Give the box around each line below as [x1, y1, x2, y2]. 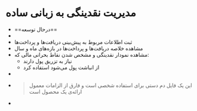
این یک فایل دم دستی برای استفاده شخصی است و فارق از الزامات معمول [29, 81, 192, 89]
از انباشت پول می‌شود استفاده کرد [23, 63, 100, 71]
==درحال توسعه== [14, 26, 58, 33]
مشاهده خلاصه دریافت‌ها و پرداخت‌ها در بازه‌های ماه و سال [14, 45, 143, 52]
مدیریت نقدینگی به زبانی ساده [5, 6, 137, 20]
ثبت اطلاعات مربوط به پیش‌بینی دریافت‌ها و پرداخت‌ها [14, 38, 133, 45]
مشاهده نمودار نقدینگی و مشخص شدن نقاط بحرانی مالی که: [14, 51, 150, 58]
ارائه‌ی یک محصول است [29, 88, 82, 95]
